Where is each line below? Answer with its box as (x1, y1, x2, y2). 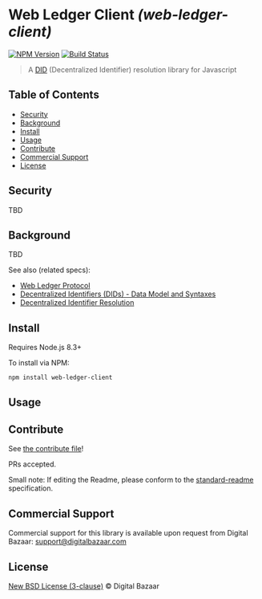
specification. (8, 483, 54, 493)
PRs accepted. (8, 459, 57, 469)
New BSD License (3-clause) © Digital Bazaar (8, 581, 160, 591)
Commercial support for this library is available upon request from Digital (8, 528, 248, 538)
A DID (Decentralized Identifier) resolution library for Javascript (27, 64, 237, 74)
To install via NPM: (8, 358, 70, 368)
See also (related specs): (8, 265, 91, 275)
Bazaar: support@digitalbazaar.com (8, 536, 127, 547)
